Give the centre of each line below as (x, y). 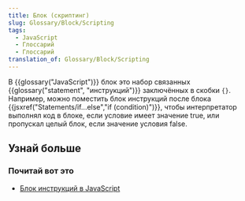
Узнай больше (45, 149)
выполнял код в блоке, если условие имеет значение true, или (114, 115)
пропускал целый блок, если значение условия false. (98, 124)
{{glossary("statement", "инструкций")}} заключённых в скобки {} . (119, 90)
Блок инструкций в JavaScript (70, 188)
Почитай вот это (41, 171)
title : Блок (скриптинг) (49, 15)
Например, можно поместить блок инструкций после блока (110, 99)
